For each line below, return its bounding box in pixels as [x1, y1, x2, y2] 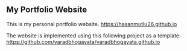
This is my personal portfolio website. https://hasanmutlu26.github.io [6, 20, 177, 27]
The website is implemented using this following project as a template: [6, 32, 181, 39]
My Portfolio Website [6, 5, 87, 15]
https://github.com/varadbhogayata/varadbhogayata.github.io [6, 38, 160, 45]
